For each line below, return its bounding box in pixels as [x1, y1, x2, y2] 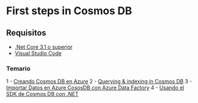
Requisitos [6, 28, 46, 38]
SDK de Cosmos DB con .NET [6, 91, 79, 98]
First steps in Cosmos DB [6, 4, 132, 18]
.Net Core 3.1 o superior [14, 43, 73, 50]
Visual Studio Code [14, 50, 62, 57]
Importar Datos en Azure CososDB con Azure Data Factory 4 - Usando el [6, 84, 185, 91]
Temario [6, 64, 31, 72]
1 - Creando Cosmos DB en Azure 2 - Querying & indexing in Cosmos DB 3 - [6, 78, 193, 85]
